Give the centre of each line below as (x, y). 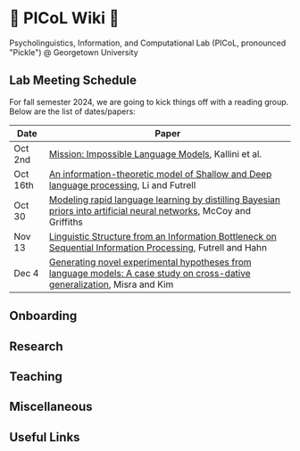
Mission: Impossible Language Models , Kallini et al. (155, 153)
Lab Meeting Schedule (73, 81)
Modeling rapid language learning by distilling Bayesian (165, 200)
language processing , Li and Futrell (122, 184)
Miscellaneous (51, 407)
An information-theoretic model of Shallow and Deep (160, 174)
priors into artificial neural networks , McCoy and (150, 210)
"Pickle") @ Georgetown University (74, 52)
